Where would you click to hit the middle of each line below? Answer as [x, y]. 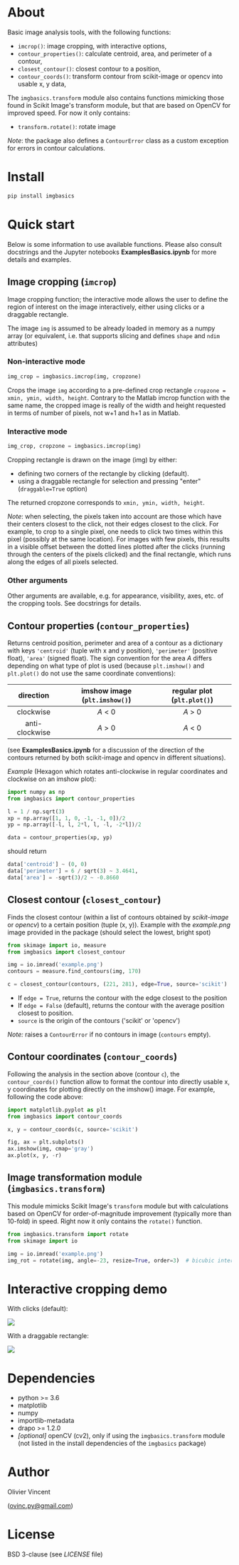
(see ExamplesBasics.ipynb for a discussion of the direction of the [106, 750]
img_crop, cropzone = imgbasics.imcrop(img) [74, 446]
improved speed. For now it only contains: [69, 113]
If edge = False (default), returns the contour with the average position [121, 1006]
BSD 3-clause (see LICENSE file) [55, 1554]
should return [27, 851]
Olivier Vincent [29, 1492]
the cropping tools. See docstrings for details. [74, 603]
